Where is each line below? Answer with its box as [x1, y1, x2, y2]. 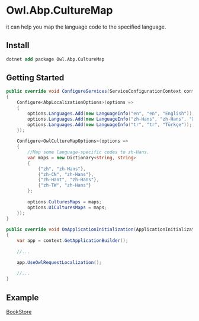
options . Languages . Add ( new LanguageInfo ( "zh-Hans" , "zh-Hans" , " [27, 116, 192, 122]
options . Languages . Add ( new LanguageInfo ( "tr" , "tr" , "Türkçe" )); [27, 121, 192, 128]
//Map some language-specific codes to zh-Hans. [27, 149, 150, 155]
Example [6, 292, 39, 303]
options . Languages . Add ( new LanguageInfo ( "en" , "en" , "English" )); [27, 111, 195, 117]
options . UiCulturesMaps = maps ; [27, 204, 108, 210]
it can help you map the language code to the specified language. [6, 23, 166, 30]
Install [6, 40, 30, 51]
